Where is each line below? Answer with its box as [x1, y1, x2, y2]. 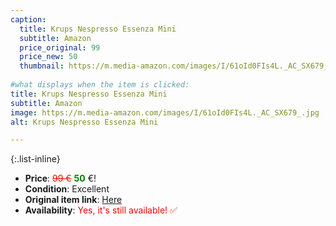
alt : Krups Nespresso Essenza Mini [10, 117, 159, 127]
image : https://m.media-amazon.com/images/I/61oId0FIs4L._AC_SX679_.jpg [10, 107, 320, 118]
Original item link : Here [24, 194, 123, 206]
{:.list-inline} [10, 153, 61, 165]
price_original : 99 [19, 42, 101, 53]
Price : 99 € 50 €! [24, 172, 97, 185]
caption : [10, 14, 47, 25]
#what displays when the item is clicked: [10, 80, 190, 90]
